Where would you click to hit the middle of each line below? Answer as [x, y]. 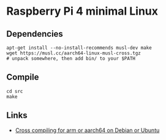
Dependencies [35, 34]
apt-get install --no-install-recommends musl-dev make [79, 48]
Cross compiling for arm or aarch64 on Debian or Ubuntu [87, 130]
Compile [23, 77]
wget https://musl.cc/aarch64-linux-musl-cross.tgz [74, 53]
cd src [15, 91]
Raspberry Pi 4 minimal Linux [82, 11]
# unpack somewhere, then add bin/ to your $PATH [71, 59]
